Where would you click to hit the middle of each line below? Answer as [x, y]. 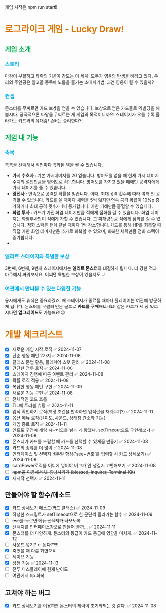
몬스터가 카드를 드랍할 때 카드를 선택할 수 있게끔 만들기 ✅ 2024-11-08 [80, 442]
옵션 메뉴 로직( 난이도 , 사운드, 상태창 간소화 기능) [59, 418]
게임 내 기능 [22, 138]
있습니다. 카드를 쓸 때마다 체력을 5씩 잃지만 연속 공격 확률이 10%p [91, 200]
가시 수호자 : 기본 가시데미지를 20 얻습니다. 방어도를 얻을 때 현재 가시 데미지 [85, 175]
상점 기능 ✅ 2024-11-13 [35, 563]
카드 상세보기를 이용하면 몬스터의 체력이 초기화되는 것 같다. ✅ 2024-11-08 [84, 605]
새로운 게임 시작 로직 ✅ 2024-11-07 [47, 349]
